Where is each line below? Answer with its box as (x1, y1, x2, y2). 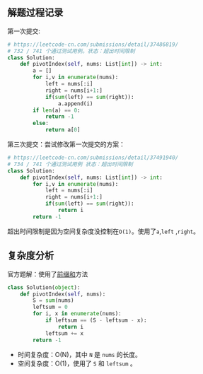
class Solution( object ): (7, 284, 81, 291)
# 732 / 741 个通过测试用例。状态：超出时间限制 (7, 47, 136, 54)
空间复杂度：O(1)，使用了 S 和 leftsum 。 (17, 359, 137, 368)
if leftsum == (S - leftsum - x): (45, 317, 147, 324)
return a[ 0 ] (45, 127, 81, 134)
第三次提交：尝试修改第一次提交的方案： (7, 140, 125, 148)
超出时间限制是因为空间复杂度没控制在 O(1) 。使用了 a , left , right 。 (7, 227, 200, 235)
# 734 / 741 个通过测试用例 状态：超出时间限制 (7, 160, 133, 168)
